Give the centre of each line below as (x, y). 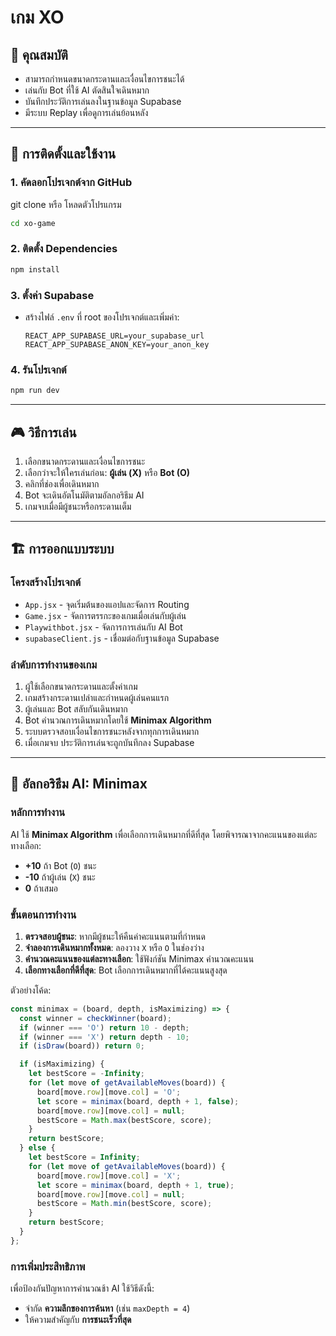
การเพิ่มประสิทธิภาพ (48, 1266)
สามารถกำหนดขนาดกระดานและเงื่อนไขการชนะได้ (104, 79)
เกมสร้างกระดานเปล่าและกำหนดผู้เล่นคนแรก (97, 697)
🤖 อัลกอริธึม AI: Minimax (79, 784)
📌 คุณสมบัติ (39, 54)
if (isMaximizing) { (62, 1064)
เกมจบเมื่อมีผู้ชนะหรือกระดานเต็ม (78, 507)
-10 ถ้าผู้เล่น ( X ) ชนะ (60, 877)
